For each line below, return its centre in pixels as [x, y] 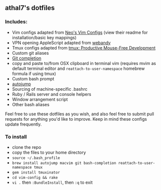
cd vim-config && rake [35, 177]
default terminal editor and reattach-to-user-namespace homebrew [78, 68]
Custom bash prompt [33, 79]
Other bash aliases [31, 104]
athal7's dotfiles [30, 8]
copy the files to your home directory [49, 152]
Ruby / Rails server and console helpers [51, 94]
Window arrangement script [40, 99]
